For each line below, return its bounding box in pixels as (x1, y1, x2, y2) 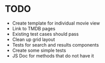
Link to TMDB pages (12, 25, 56, 31)
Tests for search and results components (12, 41, 99, 48)
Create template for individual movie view (12, 20, 100, 26)
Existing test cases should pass (12, 31, 79, 37)
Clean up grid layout (12, 36, 55, 43)
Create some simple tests (12, 47, 66, 53)
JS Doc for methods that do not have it (12, 52, 94, 59)
